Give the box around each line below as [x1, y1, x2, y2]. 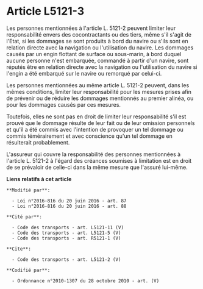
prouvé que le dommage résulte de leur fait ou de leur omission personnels [6, 119, 195, 126]
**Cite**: [6, 246, 32, 252]
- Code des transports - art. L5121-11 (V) [12, 224, 124, 230]
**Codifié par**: [6, 267, 51, 273]
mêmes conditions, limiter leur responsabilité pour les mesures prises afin [6, 88, 192, 95]
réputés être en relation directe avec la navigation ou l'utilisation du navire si [6, 63, 198, 71]
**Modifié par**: [6, 187, 51, 193]
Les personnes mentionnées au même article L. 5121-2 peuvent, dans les [6, 81, 190, 89]
